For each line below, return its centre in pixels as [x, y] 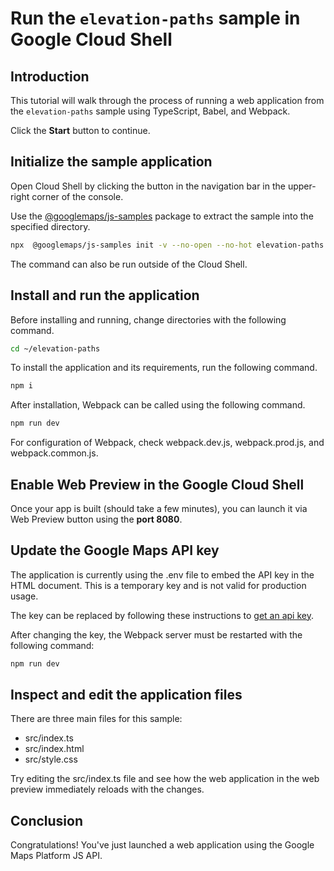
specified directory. [50, 226]
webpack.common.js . [54, 453]
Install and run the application [105, 295]
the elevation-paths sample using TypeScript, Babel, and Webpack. [150, 111]
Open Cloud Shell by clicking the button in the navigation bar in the [148, 186]
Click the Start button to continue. [80, 130]
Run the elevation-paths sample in [155, 18]
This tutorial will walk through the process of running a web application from [167, 100]
